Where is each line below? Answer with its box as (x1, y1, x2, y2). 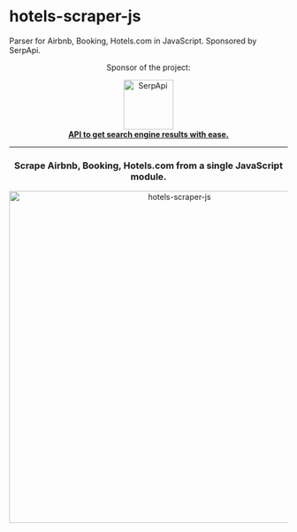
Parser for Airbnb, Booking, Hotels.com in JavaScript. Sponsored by (9, 35, 257, 46)
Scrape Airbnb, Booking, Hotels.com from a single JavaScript (14, 159, 283, 172)
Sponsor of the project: (106, 62, 191, 73)
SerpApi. (9, 44, 42, 55)
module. (130, 170, 167, 182)
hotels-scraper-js (9, 6, 141, 27)
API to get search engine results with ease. (67, 128, 230, 139)
